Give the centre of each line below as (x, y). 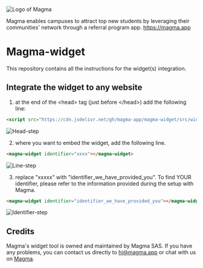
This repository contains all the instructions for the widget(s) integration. (96, 68)
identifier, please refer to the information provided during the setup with (104, 183)
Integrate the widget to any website (74, 88)
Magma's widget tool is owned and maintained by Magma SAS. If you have (99, 246)
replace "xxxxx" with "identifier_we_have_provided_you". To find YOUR (103, 177)
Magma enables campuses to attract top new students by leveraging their (98, 21)
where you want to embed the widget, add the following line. (90, 142)
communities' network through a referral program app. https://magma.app (99, 27)
